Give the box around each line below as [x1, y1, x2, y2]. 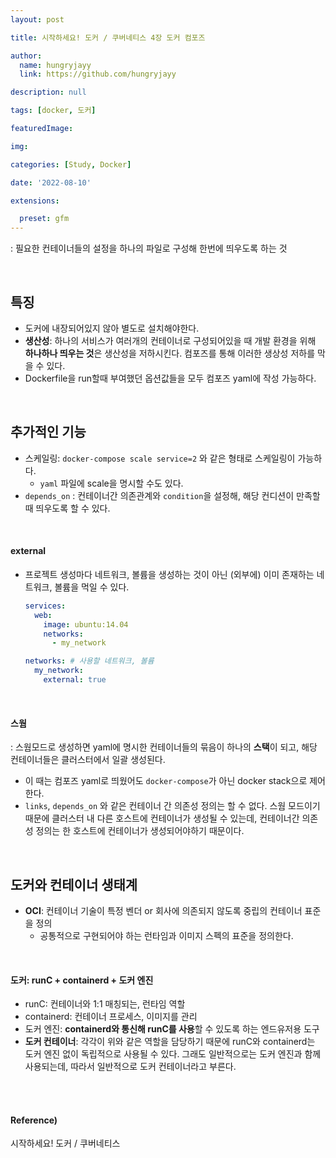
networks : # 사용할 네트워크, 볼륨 [24, 656, 155, 666]
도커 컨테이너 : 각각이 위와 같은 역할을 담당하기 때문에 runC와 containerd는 [24, 1036, 316, 1048]
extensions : [10, 196, 60, 206]
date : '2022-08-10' [10, 177, 92, 188]
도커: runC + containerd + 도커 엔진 [10, 974, 154, 986]
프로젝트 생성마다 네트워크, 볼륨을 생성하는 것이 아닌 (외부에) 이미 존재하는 [24, 568, 315, 580]
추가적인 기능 [10, 424, 87, 441]
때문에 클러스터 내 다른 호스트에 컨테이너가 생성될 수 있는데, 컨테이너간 [24, 812, 300, 825]
